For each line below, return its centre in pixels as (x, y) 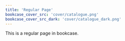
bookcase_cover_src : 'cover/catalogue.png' (52, 14)
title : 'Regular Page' (29, 10)
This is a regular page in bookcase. (42, 33)
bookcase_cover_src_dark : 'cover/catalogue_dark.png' (64, 19)
